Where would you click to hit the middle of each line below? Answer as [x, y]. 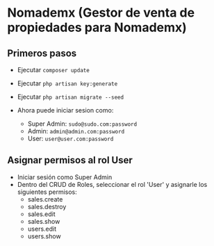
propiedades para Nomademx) [97, 27]
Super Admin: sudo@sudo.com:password [82, 124]
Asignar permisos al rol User [70, 160]
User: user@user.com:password [71, 138]
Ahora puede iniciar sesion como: [65, 110]
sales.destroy [47, 206]
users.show [44, 236]
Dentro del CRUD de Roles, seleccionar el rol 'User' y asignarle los [112, 184]
